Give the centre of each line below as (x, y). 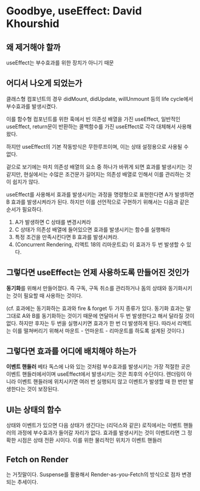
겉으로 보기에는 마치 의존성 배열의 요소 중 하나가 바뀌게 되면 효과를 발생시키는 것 (99, 167)
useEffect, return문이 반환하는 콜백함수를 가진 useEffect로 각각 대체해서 (91, 126)
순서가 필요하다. (25, 209)
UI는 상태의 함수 (34, 409)
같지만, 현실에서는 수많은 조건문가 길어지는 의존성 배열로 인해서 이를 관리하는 (96, 174)
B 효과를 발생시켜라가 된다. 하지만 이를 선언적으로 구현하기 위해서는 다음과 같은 (98, 202)
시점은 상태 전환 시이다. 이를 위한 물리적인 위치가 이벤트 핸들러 (90, 440)
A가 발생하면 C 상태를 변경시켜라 (53, 222)
